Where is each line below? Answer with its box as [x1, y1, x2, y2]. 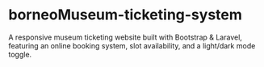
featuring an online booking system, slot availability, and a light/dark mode [8, 40, 256, 50]
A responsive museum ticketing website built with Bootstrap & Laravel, [8, 32, 242, 42]
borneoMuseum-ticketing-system [8, 6, 242, 24]
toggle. [8, 49, 32, 59]
